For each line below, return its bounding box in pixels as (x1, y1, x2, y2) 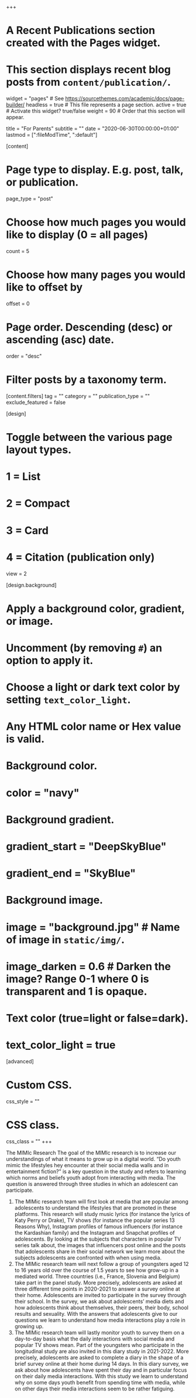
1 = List (6, 470, 41, 483)
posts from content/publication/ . (6, 76, 171, 89)
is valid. (6, 732, 45, 746)
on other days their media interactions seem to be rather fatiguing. (14, 1385, 175, 1392)
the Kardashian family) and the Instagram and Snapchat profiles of (14, 1229, 175, 1236)
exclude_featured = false (6, 399, 66, 406)
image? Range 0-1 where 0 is (6, 972, 149, 985)
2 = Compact (6, 497, 70, 510)
